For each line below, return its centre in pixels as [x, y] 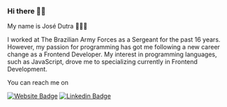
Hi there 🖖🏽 [27, 11]
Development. [27, 69]
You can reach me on [38, 83]
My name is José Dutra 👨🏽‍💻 [47, 26]
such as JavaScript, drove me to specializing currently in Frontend [102, 62]
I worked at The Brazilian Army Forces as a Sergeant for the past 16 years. [114, 40]
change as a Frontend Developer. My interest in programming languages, [112, 54]
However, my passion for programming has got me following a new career [113, 47]
